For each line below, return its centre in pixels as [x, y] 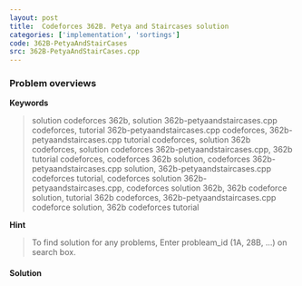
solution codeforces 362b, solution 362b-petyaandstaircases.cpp [155, 121]
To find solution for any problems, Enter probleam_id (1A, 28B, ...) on [159, 242]
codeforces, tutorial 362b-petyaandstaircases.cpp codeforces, [149, 130]
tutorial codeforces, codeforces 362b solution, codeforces [141, 159]
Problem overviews [53, 84]
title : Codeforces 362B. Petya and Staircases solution [119, 26]
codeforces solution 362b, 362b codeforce [207, 188]
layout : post [34, 18]
